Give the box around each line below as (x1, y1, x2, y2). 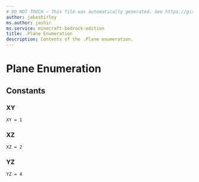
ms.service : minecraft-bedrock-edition (6, 25, 105, 32)
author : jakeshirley (6, 14, 57, 20)
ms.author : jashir (6, 20, 52, 26)
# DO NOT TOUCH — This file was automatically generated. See (6, 8, 163, 15)
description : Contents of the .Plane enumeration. (6, 36, 134, 42)
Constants (6, 86, 46, 96)
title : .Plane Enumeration (6, 31, 73, 37)
